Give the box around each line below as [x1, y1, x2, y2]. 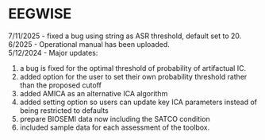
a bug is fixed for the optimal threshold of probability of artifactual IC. [19, 63, 247, 72]
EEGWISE [8, 5, 72, 23]
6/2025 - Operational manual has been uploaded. [8, 39, 171, 49]
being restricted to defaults [19, 105, 109, 115]
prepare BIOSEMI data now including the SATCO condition [19, 114, 210, 123]
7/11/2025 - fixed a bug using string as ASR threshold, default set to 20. [8, 31, 242, 41]
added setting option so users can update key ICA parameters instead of [19, 97, 258, 107]
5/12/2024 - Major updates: [8, 48, 98, 57]
